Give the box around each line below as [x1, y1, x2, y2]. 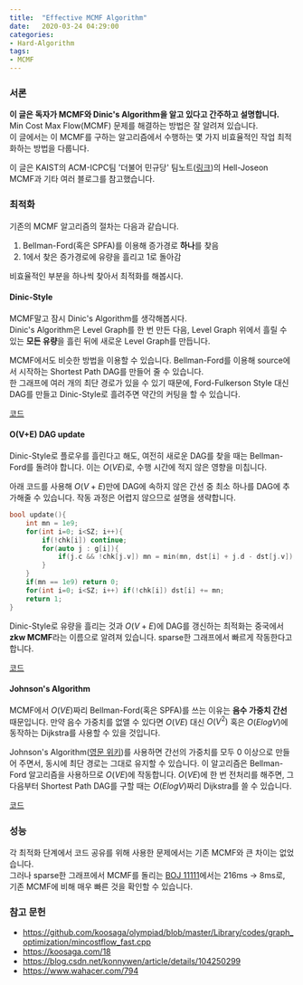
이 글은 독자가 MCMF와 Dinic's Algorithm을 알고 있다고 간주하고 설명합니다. [9, 109, 280, 120]
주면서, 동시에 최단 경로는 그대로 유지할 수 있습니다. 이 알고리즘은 [18, 758, 248, 769]
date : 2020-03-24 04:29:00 [9, 22, 119, 31]
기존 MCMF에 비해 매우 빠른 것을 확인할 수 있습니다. [9, 881, 194, 892]
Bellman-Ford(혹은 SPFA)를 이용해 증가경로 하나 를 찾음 [22, 240, 220, 251]
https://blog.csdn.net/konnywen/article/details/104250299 [22, 955, 241, 966]
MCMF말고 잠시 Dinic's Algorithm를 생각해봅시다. [9, 313, 187, 324]
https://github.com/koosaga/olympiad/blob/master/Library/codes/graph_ [22, 926, 294, 937]
